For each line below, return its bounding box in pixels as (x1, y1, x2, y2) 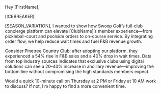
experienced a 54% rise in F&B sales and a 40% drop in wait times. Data (5, 53, 152, 59)
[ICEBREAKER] (5, 14, 35, 19)
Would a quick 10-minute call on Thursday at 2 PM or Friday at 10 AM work (5, 78, 156, 84)
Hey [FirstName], (5, 4, 40, 10)
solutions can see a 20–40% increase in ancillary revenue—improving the (5, 63, 154, 69)
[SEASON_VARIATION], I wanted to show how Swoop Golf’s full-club (5, 23, 143, 29)
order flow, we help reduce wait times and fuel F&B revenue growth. (5, 38, 142, 44)
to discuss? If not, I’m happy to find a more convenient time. (5, 83, 126, 89)
